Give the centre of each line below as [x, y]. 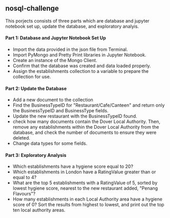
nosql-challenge [32, 8]
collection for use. [32, 77]
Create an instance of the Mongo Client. [55, 61]
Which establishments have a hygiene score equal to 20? [73, 167]
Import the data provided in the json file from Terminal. [70, 49]
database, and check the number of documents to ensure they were [84, 132]
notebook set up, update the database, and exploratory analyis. [72, 26]
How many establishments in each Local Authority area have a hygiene [88, 199]
